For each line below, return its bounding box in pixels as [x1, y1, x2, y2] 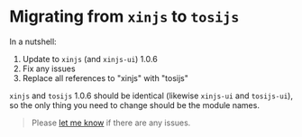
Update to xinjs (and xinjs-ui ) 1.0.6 [22, 53, 158, 64]
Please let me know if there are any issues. [31, 117, 191, 128]
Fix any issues [22, 63, 76, 74]
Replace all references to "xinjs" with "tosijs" [22, 72, 189, 83]
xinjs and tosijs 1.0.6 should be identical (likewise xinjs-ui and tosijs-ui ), [9, 90, 293, 101]
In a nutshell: [9, 36, 57, 47]
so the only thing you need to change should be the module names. [9, 99, 260, 110]
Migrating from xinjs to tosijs [9, 6, 240, 27]
